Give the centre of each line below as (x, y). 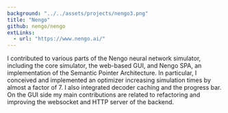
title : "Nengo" (29, 20)
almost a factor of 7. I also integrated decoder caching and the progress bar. (114, 88)
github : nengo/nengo (37, 26)
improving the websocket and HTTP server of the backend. (91, 102)
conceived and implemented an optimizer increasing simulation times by (109, 80)
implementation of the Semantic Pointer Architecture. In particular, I (102, 73)
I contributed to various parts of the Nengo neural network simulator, (104, 58)
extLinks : (21, 33)
